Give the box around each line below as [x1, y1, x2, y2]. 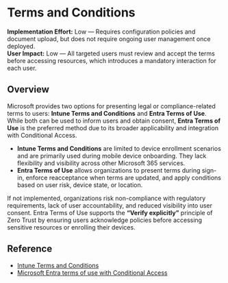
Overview [7, 84, 50, 95]
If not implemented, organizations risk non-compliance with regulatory [7, 194, 206, 202]
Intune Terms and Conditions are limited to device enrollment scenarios [16, 144, 221, 152]
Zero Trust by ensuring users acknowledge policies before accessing [7, 216, 203, 224]
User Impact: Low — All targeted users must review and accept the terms [7, 49, 216, 58]
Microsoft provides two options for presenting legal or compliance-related [7, 101, 216, 110]
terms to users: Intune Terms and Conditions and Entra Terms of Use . [7, 109, 207, 117]
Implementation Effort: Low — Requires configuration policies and [7, 27, 196, 36]
